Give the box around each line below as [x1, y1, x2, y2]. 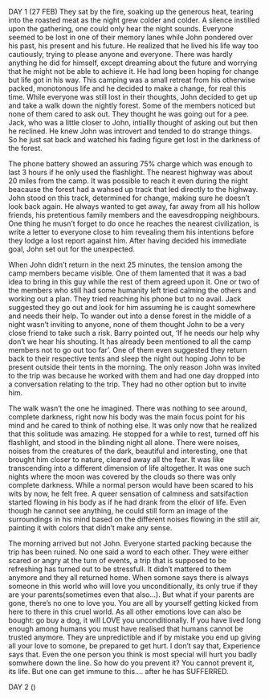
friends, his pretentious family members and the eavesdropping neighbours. [8, 211, 260, 219]
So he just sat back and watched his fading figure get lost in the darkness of [8, 135, 261, 144]
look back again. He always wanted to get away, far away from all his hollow [8, 202, 261, 211]
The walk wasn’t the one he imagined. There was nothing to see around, [8, 403, 247, 413]
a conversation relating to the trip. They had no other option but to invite [8, 379, 247, 389]
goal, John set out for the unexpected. [8, 244, 135, 254]
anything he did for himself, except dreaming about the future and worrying [8, 58, 258, 67]
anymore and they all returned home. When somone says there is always [8, 573, 249, 582]
